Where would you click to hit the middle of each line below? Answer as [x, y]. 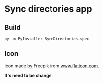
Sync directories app [48, 9]
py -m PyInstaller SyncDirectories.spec [47, 39]
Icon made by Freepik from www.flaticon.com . [52, 66]
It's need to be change [28, 75]
